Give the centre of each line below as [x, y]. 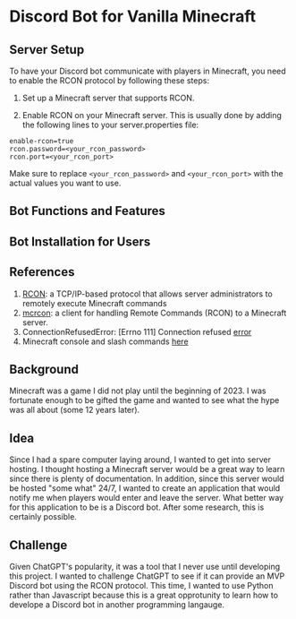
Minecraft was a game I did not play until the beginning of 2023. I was [138, 391]
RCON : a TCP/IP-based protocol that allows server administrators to [147, 294]
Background [44, 369]
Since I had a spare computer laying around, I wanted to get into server [140, 460]
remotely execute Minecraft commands [94, 303]
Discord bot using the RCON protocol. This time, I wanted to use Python [142, 586]
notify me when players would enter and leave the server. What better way [147, 498]
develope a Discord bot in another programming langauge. [117, 605]
